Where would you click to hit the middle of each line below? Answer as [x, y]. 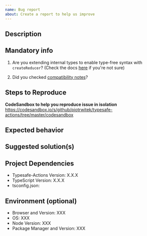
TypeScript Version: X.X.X [38, 180]
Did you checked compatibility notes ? [50, 77]
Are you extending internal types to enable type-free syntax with [77, 62]
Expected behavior [34, 130]
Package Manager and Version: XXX [49, 228]
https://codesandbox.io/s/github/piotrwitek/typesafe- [59, 109]
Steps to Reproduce [36, 93]
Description [23, 34]
